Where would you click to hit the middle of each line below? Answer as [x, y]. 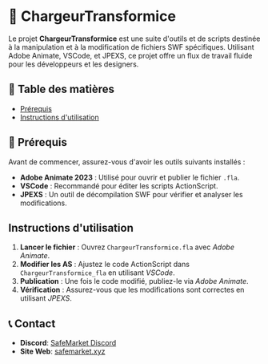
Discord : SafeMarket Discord [68, 343]
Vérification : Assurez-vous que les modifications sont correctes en [132, 290]
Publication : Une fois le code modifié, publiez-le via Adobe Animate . [134, 281]
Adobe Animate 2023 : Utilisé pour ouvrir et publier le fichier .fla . [130, 177]
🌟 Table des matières [61, 89]
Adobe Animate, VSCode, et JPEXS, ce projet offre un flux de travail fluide [130, 55]
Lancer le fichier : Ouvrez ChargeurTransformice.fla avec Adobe [127, 247]
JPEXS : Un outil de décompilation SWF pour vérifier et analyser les [131, 194]
